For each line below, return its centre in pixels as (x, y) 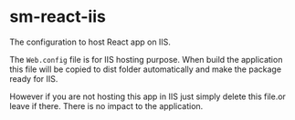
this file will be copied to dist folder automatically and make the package (145, 69)
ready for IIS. (34, 78)
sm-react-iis (58, 17)
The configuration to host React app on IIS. (90, 42)
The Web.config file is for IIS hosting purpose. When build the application (146, 59)
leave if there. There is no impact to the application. (106, 105)
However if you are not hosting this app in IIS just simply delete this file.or (147, 96)
